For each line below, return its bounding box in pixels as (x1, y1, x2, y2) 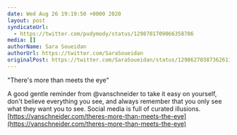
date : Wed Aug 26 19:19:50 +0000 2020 (7, 10, 121, 18)
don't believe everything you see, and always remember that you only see (7, 97, 222, 105)
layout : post (7, 17, 46, 24)
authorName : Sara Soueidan (7, 43, 87, 50)
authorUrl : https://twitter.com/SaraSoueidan (7, 50, 143, 57)
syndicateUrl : (7, 23, 49, 30)
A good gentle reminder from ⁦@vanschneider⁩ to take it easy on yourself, (7, 89, 217, 98)
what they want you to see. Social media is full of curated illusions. (7, 104, 201, 113)
